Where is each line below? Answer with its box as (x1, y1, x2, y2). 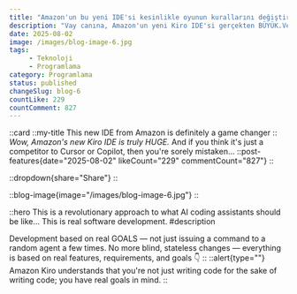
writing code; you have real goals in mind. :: (9, 275, 168, 285)
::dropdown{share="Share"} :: (9, 173, 118, 184)
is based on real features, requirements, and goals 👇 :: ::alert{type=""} (9, 253, 265, 263)
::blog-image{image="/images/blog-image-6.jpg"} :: (9, 190, 199, 200)
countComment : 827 (9, 103, 77, 112)
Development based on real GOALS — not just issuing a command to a (9, 233, 266, 244)
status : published (9, 79, 77, 87)
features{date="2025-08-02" (9, 155, 117, 166)
